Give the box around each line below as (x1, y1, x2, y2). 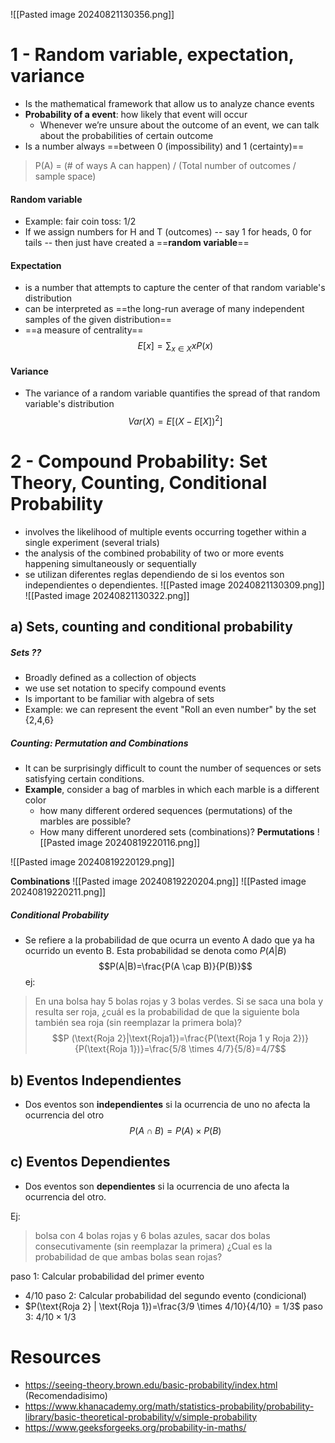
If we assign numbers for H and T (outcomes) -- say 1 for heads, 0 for (24, 226, 312, 238)
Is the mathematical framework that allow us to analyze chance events (24, 97, 315, 109)
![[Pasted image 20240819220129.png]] (10, 856, 175, 868)
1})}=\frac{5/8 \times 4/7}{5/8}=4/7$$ (129, 1043, 287, 1055)
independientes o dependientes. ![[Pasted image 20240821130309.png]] (24, 579, 325, 591)
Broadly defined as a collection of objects (24, 672, 197, 684)
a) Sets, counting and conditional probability (10, 619, 293, 636)
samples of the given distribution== (24, 314, 172, 326)
